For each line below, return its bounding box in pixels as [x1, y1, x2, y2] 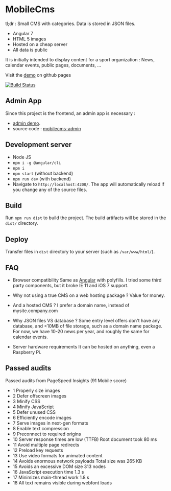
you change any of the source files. [12, 186, 88, 193]
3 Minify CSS [12, 398, 41, 404]
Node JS [12, 154, 32, 160]
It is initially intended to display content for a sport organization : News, [5, 56, 155, 62]
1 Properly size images [12, 387, 60, 393]
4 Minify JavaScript [12, 404, 54, 410]
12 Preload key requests [12, 447, 63, 453]
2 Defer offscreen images [12, 392, 67, 399]
